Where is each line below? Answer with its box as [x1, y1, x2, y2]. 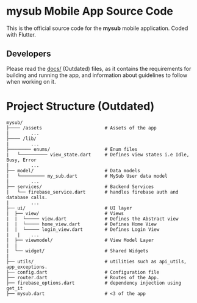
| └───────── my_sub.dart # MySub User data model [6, 173, 168, 179]
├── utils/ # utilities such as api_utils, [6, 258, 187, 265]
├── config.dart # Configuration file [6, 269, 160, 276]
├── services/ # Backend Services [6, 183, 154, 190]
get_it [6, 285, 23, 291]
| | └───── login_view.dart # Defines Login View [6, 226, 160, 233]
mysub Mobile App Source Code [6, 4, 174, 18]
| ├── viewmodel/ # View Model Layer [6, 237, 154, 243]
